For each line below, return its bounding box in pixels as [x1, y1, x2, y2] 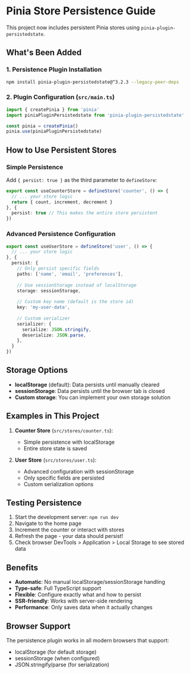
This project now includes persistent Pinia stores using [6, 24, 140, 31]
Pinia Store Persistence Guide [6, 4, 156, 18]
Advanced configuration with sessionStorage [23, 468, 135, 475]
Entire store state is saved [23, 444, 87, 452]
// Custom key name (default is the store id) [17, 299, 134, 305]
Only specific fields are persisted [23, 474, 105, 481]
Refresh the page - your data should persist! [14, 533, 123, 540]
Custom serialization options [23, 480, 94, 487]
